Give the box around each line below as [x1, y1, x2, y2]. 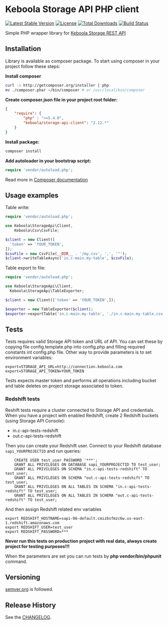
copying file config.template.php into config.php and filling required [5, 344, 145, 350]
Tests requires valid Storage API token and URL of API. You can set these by [5, 338, 163, 344]
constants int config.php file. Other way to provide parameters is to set [5, 349, 152, 356]
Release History [5, 601, 56, 609]
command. [5, 558, 28, 565]
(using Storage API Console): [5, 418, 65, 424]
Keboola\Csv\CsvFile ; [14, 228, 59, 233]
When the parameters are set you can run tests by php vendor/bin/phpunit [5, 553, 162, 559]
